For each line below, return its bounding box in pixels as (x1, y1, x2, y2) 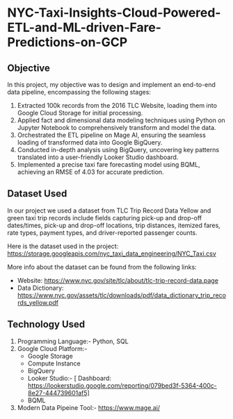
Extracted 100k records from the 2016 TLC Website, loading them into (17, 101, 218, 109)
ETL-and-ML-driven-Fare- (7, 19, 162, 35)
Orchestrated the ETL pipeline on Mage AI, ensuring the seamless (17, 131, 207, 139)
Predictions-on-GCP (7, 35, 128, 50)
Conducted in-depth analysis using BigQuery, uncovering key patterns (17, 146, 220, 154)
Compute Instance (27, 359, 81, 368)
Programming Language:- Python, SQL (17, 337, 129, 345)
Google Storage (27, 352, 73, 360)
